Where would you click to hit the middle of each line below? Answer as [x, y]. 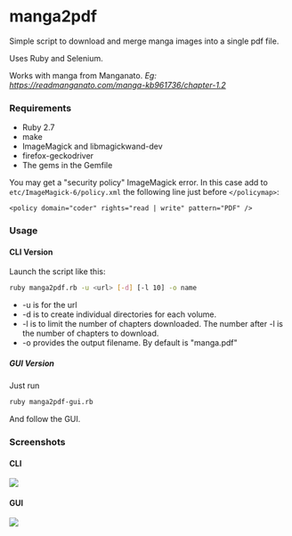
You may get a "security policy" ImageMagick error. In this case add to [139, 183]
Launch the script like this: [57, 272]
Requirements [41, 108]
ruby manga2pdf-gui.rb [51, 402]
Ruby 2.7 [38, 127]
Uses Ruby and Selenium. [57, 58]
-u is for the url [49, 305]
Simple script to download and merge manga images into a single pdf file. [144, 41]
